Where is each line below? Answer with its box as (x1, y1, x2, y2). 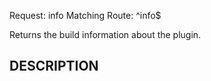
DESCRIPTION (9, 58, 99, 75)
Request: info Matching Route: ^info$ (9, 10, 162, 21)
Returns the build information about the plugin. (9, 29, 202, 40)
